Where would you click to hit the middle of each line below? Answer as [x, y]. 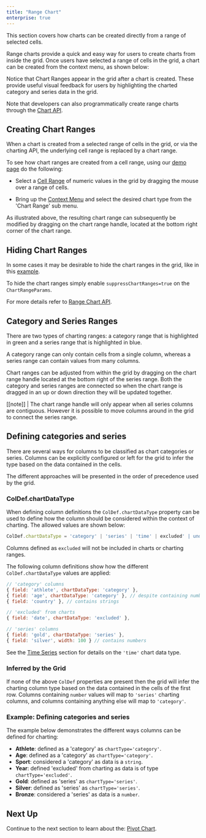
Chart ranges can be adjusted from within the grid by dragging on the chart [101, 373]
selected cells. [25, 42]
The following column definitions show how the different [78, 566]
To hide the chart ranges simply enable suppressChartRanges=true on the [98, 284]
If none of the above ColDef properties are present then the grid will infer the [103, 681]
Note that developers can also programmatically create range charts [93, 103]
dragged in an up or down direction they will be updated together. [89, 392]
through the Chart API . [35, 110]
